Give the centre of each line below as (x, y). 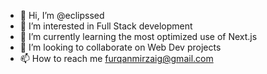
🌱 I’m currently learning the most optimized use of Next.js (138, 36)
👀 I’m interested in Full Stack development (106, 26)
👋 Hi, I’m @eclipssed (62, 15)
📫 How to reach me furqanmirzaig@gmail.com (116, 58)
